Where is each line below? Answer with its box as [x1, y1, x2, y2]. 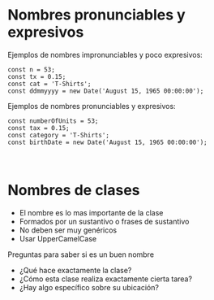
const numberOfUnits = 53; [7, 116, 99, 125]
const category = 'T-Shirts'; [7, 131, 110, 139]
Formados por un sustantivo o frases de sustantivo [19, 216, 190, 226]
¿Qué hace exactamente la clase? [19, 265, 132, 275]
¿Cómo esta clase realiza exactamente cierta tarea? [19, 274, 192, 284]
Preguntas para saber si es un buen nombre [7, 250, 155, 259]
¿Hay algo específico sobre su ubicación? [19, 282, 160, 292]
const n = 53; [7, 65, 56, 74]
